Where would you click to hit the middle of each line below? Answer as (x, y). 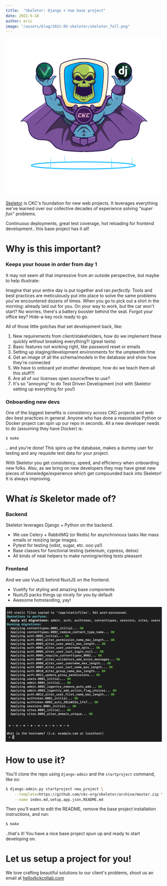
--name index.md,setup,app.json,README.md (59, 799)
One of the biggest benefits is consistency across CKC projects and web (80, 413)
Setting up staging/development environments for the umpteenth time (84, 352)
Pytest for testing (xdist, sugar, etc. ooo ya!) (57, 545)
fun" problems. (21, 214)
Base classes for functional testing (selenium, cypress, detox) (76, 551)
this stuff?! (24, 373)
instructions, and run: (27, 814)
